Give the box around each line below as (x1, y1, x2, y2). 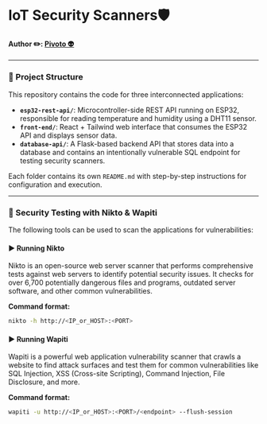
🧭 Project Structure (8, 72, 83, 83)
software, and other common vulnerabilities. (8, 286, 153, 296)
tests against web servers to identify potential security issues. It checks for (8, 270, 254, 279)
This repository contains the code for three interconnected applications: (8, 89, 244, 99)
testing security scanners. (19, 156, 106, 165)
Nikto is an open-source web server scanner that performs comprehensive (8, 261, 253, 270)
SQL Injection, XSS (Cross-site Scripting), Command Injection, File (8, 369, 225, 379)
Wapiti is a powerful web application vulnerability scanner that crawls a (8, 352, 242, 362)
